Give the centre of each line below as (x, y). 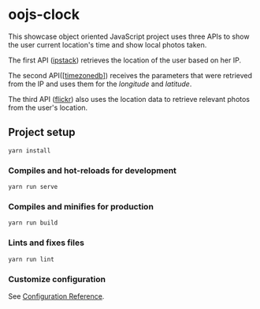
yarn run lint (32, 259)
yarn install (30, 151)
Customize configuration (57, 279)
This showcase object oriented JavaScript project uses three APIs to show (129, 36)
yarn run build (33, 223)
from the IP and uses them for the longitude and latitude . (100, 84)
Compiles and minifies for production (81, 206)
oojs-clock (44, 15)
